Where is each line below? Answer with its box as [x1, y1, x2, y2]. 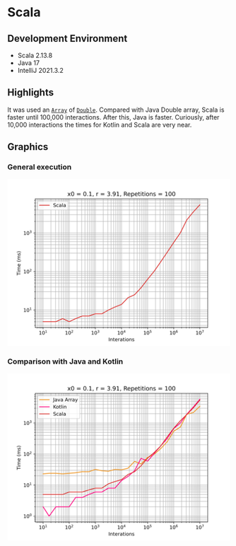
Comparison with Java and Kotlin [7, 356, 124, 366]
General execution [7, 162, 72, 172]
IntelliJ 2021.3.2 [17, 66, 64, 74]
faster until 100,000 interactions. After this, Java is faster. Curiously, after [7, 112, 220, 121]
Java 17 [17, 59, 40, 67]
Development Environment [7, 33, 128, 45]
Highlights [7, 86, 54, 99]
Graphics [7, 141, 49, 153]
